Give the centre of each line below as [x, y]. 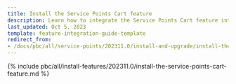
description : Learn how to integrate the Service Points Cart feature [113, 20]
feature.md [23, 73]
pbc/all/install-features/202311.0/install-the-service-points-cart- [133, 66]
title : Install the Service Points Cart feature [80, 14]
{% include [23, 66]
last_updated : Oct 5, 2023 [47, 27]
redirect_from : [29, 40]
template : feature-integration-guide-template [77, 33]
